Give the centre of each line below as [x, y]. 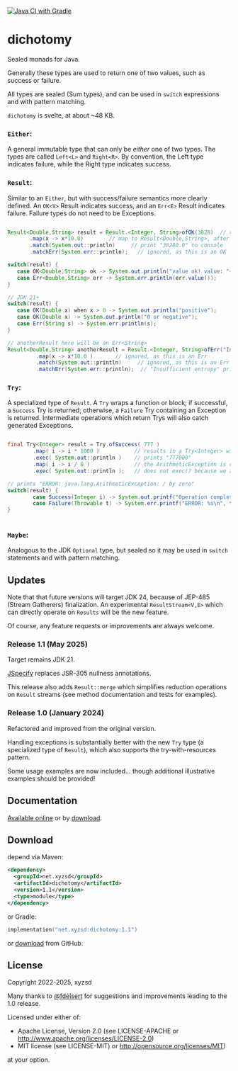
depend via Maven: [35, 857]
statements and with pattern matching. [64, 558]
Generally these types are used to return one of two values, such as [106, 73]
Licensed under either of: [44, 1017]
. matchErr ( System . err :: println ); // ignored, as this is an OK [128, 252]
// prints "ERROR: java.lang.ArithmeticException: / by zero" [101, 484]
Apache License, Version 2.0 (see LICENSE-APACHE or [98, 1031]
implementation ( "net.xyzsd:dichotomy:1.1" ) [73, 929]
